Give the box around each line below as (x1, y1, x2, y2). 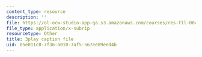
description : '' (6, 14, 47, 20)
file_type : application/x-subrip (6, 25, 90, 31)
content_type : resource (6, 8, 66, 15)
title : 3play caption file (6, 36, 74, 42)
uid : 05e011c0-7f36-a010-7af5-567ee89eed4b (6, 42, 117, 48)
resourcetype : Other (6, 31, 58, 37)
